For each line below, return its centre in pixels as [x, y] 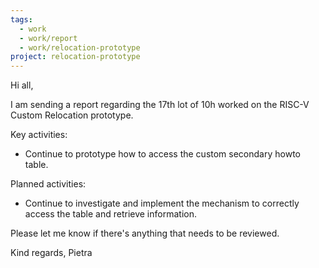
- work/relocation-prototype [80, 47]
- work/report [48, 38]
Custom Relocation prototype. [72, 115]
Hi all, [22, 85]
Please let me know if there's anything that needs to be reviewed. [145, 233]
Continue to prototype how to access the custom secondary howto [162, 154]
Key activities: [39, 135]
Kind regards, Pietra [51, 253]
